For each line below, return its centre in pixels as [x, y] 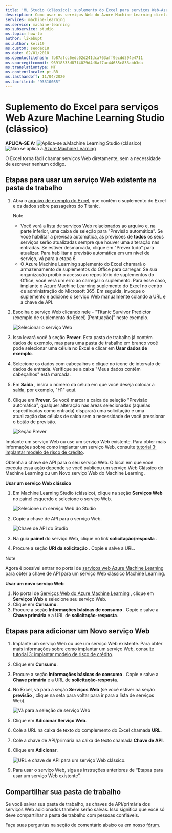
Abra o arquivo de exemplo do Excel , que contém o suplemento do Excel [89, 200]
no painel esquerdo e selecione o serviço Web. [62, 499]
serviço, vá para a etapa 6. [48, 258]
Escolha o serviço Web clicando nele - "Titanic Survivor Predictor [82, 312]
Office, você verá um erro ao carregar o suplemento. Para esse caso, [93, 280]
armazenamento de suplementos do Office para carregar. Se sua [89, 269]
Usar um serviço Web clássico [38, 483]
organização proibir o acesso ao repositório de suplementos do [87, 274]
